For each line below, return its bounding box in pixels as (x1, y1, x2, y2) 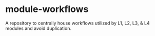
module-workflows (5, 3, 89, 15)
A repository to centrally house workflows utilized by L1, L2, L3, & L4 (5, 20, 150, 26)
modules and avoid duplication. (5, 25, 72, 31)
